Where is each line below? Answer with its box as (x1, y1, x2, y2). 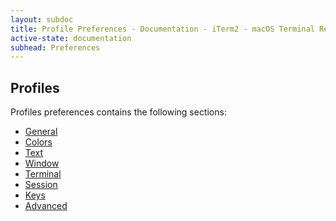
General (24, 126, 58, 138)
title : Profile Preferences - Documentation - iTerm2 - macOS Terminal (10, 24, 315, 34)
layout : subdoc (10, 14, 74, 25)
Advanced (24, 200, 68, 212)
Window (24, 157, 60, 170)
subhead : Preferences (10, 42, 101, 53)
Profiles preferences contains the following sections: (10, 106, 227, 118)
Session (24, 179, 58, 191)
